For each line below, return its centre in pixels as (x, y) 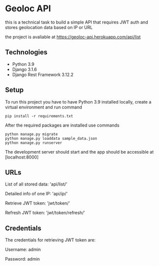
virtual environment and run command (44, 107)
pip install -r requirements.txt (39, 116)
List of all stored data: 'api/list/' (36, 184)
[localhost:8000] (22, 157)
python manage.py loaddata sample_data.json (51, 138)
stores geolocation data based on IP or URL (49, 27)
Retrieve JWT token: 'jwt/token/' (37, 203)
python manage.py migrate (31, 134)
